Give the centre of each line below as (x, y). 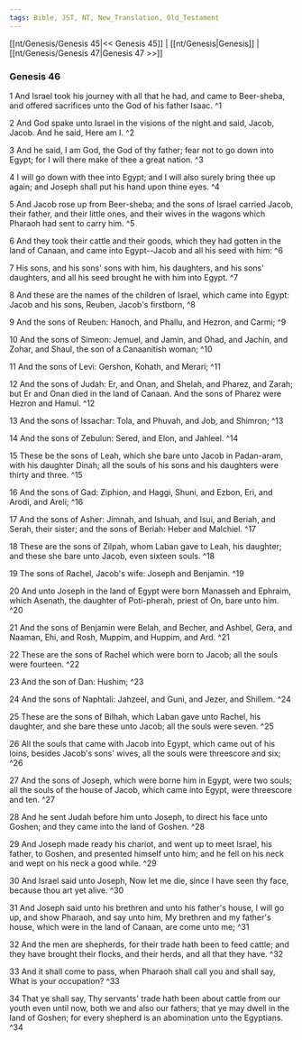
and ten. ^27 (32, 799)
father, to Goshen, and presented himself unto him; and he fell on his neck (147, 853)
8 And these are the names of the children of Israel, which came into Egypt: (150, 295)
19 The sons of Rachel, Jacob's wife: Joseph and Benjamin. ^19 (127, 573)
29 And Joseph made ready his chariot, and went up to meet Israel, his (141, 843)
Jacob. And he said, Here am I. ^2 (72, 133)
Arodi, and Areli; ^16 (46, 502)
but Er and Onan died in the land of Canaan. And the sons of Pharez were (146, 393)
